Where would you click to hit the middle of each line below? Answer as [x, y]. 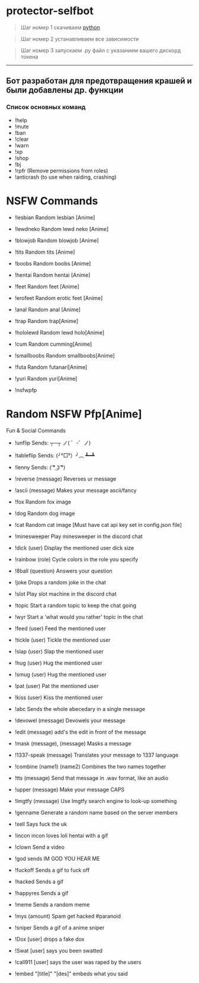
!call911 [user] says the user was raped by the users [78, 962]
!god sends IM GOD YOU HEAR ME [57, 858]
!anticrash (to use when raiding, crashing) [65, 177]
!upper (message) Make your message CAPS [70, 789]
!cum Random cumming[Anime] [53, 344]
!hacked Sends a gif [39, 881]
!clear [22, 139]
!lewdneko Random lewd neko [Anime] [62, 229]
